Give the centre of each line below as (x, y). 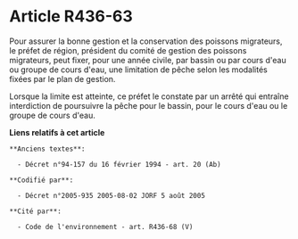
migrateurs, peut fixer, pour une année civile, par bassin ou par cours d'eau (148, 60)
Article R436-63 (71, 16)
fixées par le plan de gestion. (62, 78)
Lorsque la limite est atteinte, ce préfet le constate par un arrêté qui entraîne (149, 96)
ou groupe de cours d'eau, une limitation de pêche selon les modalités (138, 70)
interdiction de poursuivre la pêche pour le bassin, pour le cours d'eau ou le (149, 105)
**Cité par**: (36, 211)
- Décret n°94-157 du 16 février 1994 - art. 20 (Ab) (119, 164)
